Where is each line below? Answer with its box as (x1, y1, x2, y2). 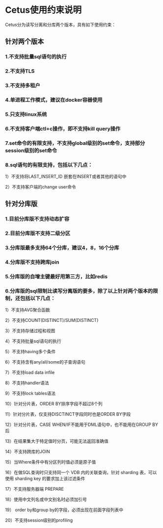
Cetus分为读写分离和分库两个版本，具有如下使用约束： (5, 22, 116, 27)
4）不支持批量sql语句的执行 (5, 338, 61, 344)
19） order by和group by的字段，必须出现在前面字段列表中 (5, 507, 124, 513)
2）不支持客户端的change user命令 (5, 184, 76, 190)
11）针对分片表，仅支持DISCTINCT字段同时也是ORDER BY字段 (5, 411, 131, 417)
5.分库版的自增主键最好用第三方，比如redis (5, 273, 108, 280)
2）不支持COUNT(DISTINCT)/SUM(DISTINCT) (5, 317, 99, 323)
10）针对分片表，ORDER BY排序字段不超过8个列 (5, 401, 103, 407)
